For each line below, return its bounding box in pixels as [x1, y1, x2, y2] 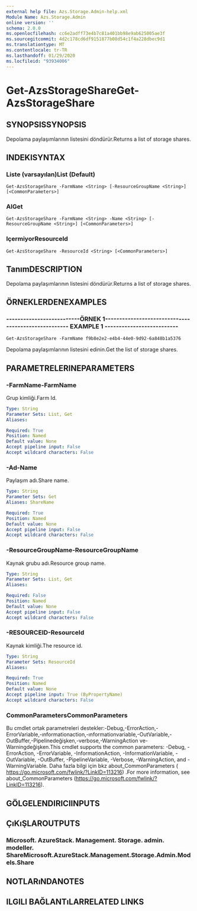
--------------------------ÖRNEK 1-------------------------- [6, 315, 179, 323]
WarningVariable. [6, 763, 49, 770]
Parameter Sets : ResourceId [6, 659, 76, 665]
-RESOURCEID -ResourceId [6, 628, 85, 637]
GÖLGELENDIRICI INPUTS [6, 798, 101, 808]
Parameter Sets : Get [6, 494, 57, 500]
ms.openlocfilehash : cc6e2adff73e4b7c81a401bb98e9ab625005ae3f [6, 31, 166, 37]
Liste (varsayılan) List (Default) [6, 170, 96, 178]
